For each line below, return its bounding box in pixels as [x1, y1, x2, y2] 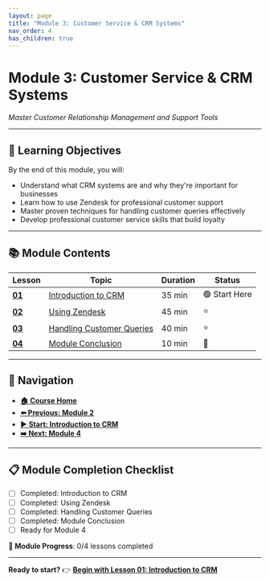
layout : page [8, 11, 52, 20]
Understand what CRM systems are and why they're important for [19, 180, 239, 190]
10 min [161, 337, 188, 349]
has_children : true [8, 34, 74, 43]
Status [214, 274, 241, 286]
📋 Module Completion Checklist [8, 464, 174, 477]
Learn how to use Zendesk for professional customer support [19, 198, 223, 207]
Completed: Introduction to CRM [19, 489, 128, 498]
